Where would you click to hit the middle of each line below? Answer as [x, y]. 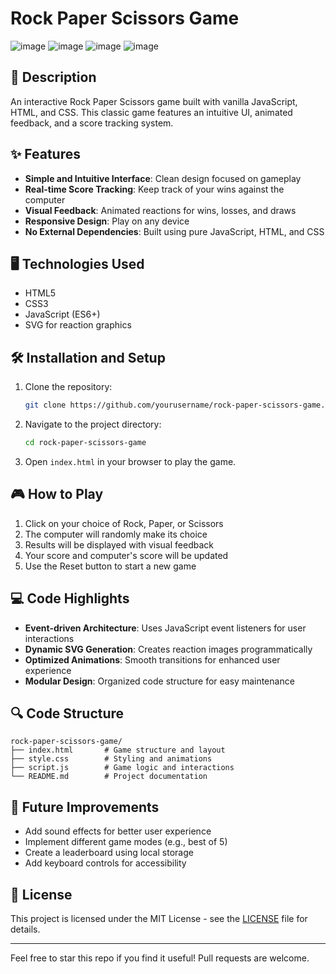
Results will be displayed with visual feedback [119, 544]
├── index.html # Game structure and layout [118, 750]
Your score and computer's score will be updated [126, 555]
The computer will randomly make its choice [116, 534]
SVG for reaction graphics [78, 325]
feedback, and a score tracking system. [92, 123]
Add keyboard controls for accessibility [105, 863]
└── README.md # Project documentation [109, 777]
